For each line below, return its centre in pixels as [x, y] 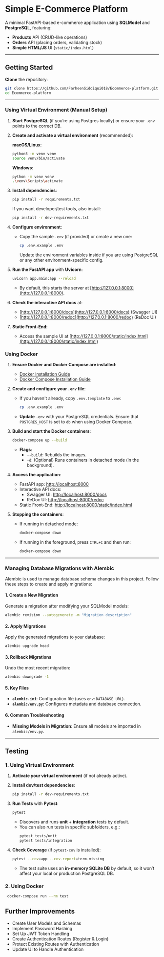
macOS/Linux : [27, 145]
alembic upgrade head [27, 646]
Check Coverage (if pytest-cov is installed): [56, 850]
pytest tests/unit [38, 836]
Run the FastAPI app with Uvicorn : [47, 269]
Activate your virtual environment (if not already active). [70, 776]
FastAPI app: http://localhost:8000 [54, 484]
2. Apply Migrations [26, 626]
